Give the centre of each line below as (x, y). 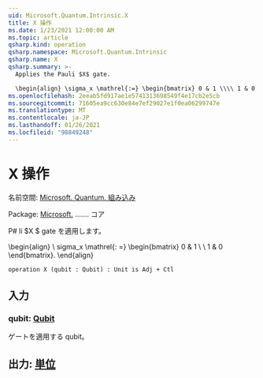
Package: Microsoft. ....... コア (56, 214)
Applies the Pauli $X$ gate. (63, 74)
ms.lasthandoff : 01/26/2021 (54, 125)
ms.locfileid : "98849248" (50, 133)
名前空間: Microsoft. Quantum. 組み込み (72, 197)
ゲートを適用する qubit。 (48, 337)
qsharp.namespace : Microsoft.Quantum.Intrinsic (88, 52)
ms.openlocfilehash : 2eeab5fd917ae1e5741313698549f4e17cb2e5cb (114, 95)
